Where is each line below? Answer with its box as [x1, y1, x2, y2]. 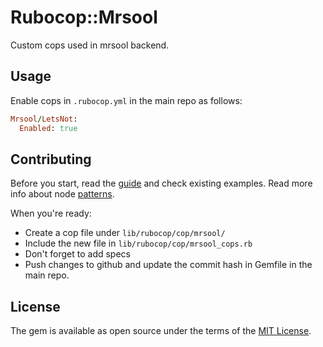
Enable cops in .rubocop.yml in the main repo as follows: [10, 94, 243, 106]
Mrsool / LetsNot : [10, 114, 78, 124]
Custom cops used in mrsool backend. [10, 39, 170, 51]
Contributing [10, 151, 92, 168]
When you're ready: [10, 207, 92, 220]
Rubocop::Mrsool [10, 6, 158, 29]
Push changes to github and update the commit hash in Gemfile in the [24, 259, 313, 271]
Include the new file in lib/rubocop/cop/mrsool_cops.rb [24, 237, 253, 250]
